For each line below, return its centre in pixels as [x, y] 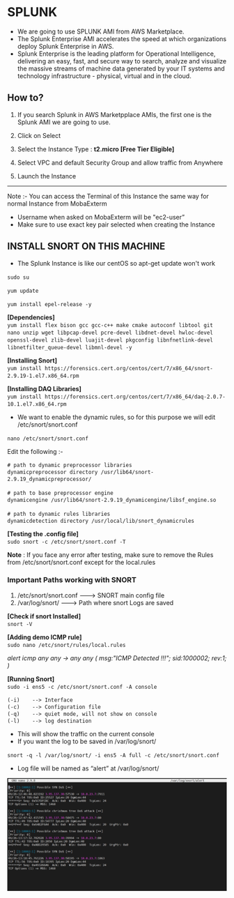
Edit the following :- [36, 451]
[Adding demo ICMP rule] [45, 637]
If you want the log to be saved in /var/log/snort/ [87, 741]
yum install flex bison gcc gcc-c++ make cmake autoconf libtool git [110, 325]
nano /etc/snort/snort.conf [48, 439]
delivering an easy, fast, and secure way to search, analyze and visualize [122, 61]
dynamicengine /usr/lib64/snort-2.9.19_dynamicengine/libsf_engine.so [112, 500]
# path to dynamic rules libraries [59, 514]
